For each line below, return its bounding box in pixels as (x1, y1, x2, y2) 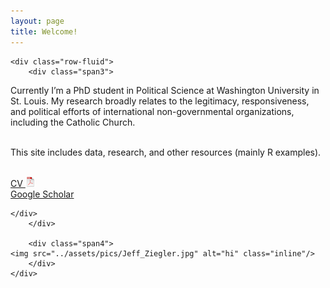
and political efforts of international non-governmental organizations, (10, 105, 295, 117)
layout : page (10, 16, 65, 26)
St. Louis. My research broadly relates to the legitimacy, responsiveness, (10, 95, 310, 107)
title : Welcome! (10, 26, 78, 37)
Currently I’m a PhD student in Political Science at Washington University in (10, 84, 320, 96)
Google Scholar (10, 188, 75, 200)
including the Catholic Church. (10, 116, 136, 128)
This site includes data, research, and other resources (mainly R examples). (10, 146, 322, 158)
